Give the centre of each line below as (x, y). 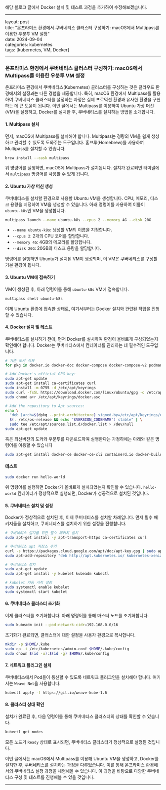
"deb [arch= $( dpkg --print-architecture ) (53, 415)
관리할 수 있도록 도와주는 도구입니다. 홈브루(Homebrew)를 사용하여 (79, 142)
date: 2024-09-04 (24, 39)
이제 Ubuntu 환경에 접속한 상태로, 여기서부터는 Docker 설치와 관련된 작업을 (78, 309)
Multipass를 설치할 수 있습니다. (35, 148)
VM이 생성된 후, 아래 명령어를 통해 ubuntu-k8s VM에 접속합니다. (67, 289)
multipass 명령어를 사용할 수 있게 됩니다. (50, 174)
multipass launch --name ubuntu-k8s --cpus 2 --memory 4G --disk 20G (78, 220)
